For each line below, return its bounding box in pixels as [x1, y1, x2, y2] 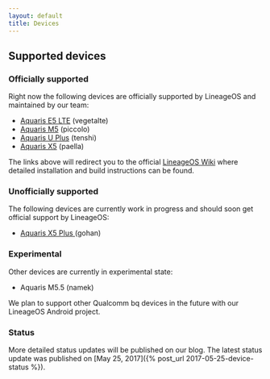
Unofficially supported [8, 186, 99, 198]
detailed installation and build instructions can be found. [8, 166, 195, 176]
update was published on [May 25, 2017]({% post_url [8, 354, 185, 364]
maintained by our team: [8, 100, 89, 110]
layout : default [8, 11, 63, 20]
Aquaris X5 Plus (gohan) [19, 228, 102, 238]
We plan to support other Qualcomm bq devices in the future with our [8, 298, 239, 307]
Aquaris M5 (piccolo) [19, 124, 90, 134]
